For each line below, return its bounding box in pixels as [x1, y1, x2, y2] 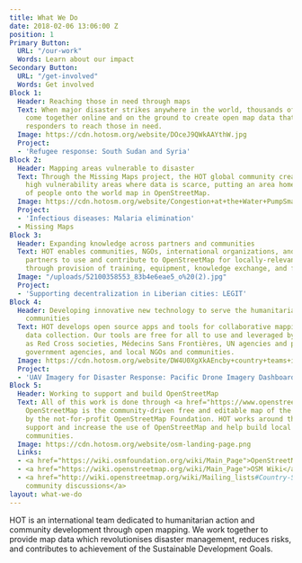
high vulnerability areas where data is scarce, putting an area [25, 181, 276, 190]
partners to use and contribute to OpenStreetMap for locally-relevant [25, 255, 299, 265]
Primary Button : [9, 38, 70, 48]
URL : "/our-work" [17, 47, 83, 56]
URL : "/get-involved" [17, 72, 99, 81]
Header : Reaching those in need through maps [17, 96, 191, 106]
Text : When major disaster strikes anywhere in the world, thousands [17, 105, 283, 114]
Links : [17, 448, 42, 457]
